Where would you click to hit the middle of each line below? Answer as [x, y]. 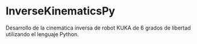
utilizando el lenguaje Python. [42, 34]
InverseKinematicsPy [61, 11]
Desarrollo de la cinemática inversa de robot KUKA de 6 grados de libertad [98, 28]
